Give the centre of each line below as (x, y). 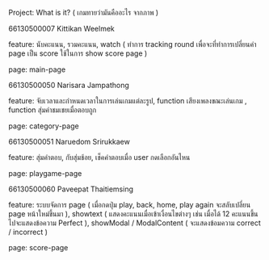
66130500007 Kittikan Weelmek (61, 29)
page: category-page (44, 126)
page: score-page (38, 247)
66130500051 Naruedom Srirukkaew (69, 142)
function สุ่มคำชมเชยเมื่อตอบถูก (53, 110)
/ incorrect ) (28, 232)
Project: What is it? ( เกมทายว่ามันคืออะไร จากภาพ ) (84, 13)
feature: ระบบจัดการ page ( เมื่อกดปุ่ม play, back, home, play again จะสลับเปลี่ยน (130, 205)
